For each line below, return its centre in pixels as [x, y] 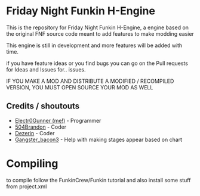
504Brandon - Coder [41, 127]
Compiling [32, 164]
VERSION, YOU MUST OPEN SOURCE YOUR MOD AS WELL [80, 87]
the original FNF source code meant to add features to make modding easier [100, 33]
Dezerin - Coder [35, 133]
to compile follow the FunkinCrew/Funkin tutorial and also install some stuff [99, 180]
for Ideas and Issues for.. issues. [46, 69]
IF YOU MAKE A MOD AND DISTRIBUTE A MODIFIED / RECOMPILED [90, 81]
